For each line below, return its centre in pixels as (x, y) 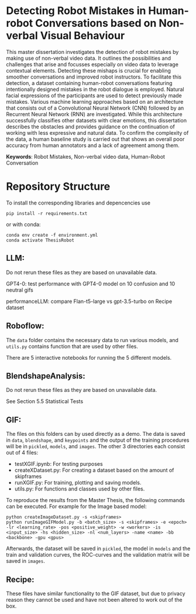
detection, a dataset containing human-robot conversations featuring (89, 83)
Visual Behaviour (82, 36)
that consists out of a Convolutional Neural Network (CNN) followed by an (95, 108)
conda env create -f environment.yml (52, 235)
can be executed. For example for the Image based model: (76, 506)
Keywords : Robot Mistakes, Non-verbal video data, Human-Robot (86, 156)
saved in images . (25, 561)
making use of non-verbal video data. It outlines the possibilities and (89, 58)
